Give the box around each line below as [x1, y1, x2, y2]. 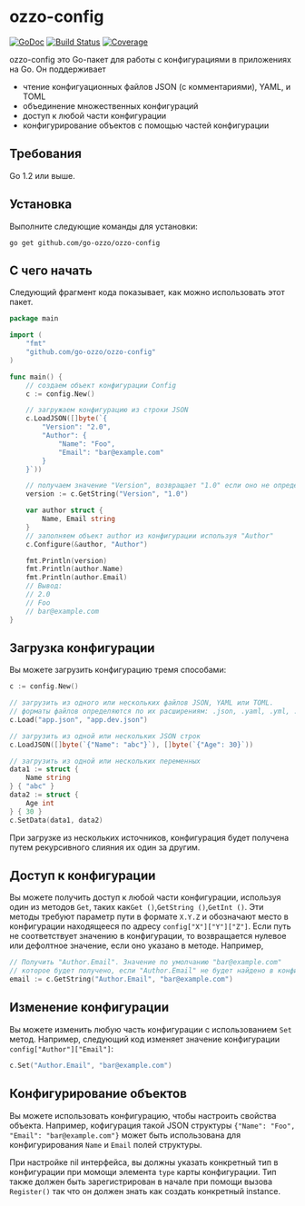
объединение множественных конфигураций [22, 100, 199, 111]
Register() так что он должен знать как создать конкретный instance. [9, 1185, 281, 1196]
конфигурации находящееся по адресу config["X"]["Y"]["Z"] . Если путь [9, 921, 292, 932]
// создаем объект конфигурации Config [25, 381, 177, 390]
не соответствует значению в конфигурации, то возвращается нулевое [9, 931, 287, 942]
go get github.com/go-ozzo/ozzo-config [9, 238, 161, 247]
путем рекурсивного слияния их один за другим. [9, 842, 201, 853]
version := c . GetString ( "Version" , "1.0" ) [25, 489, 189, 499]
